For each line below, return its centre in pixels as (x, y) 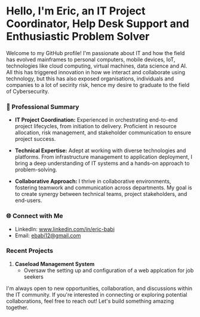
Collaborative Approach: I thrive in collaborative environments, (93, 182)
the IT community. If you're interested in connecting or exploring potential (97, 294)
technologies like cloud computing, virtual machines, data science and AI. (97, 66)
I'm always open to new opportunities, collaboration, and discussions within (99, 288)
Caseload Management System (55, 264)
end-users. (28, 200)
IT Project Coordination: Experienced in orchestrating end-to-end (96, 120)
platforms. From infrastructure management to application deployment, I (104, 157)
